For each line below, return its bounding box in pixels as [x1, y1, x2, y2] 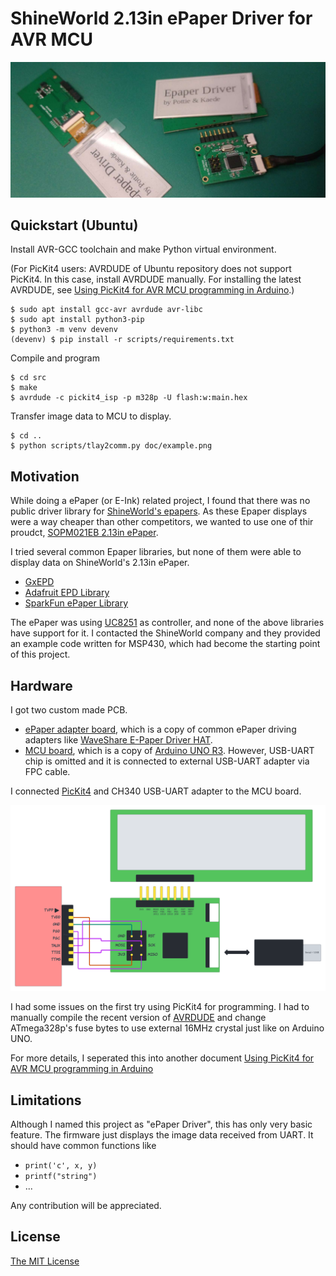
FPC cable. [24, 765, 71, 777]
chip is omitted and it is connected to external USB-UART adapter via [24, 755, 310, 767]
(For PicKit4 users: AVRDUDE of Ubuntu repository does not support [10, 263, 292, 275]
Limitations [10, 1092, 82, 1109]
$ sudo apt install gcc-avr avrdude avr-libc [10, 305, 203, 315]
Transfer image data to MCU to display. [10, 410, 172, 422]
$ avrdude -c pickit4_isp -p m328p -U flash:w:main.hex [10, 393, 248, 403]
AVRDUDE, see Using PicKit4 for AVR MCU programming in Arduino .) [10, 284, 295, 296]
